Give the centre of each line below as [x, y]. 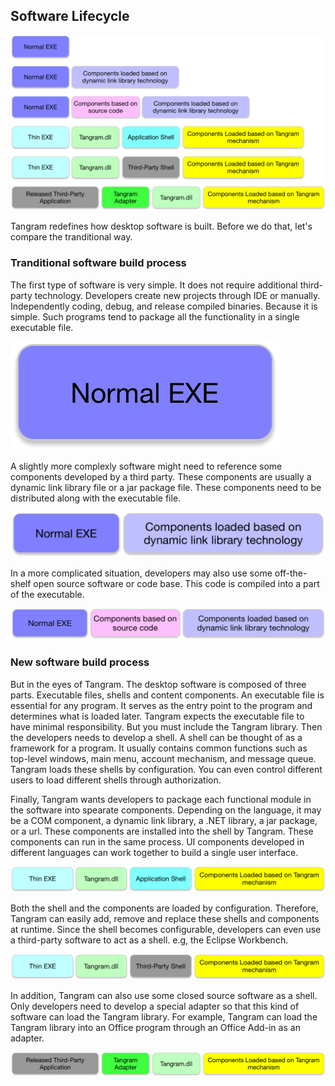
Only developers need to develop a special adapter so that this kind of [155, 1006]
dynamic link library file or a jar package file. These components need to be [166, 487]
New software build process [80, 662]
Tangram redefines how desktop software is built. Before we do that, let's [161, 226]
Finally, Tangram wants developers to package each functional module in [161, 799]
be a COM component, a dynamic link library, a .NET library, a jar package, [164, 820]
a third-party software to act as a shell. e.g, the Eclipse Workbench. [149, 940]
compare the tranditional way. [71, 237]
